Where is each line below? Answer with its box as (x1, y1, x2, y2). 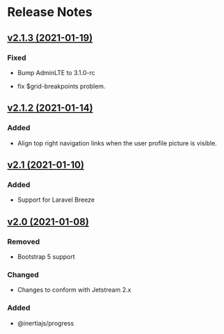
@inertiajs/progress (17, 319, 74, 327)
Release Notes (7, 4, 93, 20)
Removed (7, 237, 40, 246)
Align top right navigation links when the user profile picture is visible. (17, 138, 217, 147)
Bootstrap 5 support (17, 252, 75, 261)
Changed (7, 269, 40, 279)
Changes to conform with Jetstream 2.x (17, 286, 131, 294)
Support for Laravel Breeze (17, 196, 95, 204)
